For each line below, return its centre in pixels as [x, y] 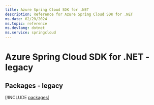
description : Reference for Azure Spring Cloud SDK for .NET [69, 14]
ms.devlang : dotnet [25, 28]
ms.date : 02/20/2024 [26, 19]
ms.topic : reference [26, 23]
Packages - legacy [34, 86]
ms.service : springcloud [31, 33]
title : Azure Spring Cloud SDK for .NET [47, 10]
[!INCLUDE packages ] [27, 97]
